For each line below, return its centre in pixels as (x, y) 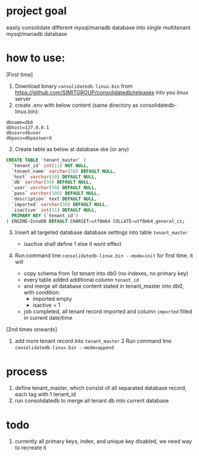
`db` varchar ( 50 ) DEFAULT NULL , (52, 182)
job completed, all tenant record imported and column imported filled (108, 312)
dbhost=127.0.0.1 (28, 127)
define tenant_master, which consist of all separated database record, (100, 388)
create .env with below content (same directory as (77, 105)
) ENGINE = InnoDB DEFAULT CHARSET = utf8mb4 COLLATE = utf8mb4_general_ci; (96, 221)
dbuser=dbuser (24, 133)
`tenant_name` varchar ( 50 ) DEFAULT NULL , (64, 171)
